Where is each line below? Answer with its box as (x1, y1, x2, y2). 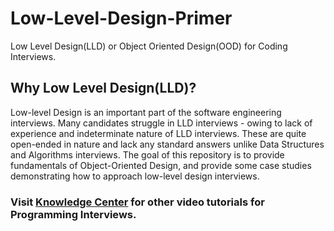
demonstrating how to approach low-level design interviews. (10, 170, 260, 182)
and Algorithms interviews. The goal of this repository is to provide (10, 148, 285, 161)
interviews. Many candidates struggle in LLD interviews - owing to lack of (10, 117, 313, 129)
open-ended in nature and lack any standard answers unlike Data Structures (10, 138, 325, 150)
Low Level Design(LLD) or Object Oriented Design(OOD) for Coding (10, 40, 288, 52)
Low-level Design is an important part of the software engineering (10, 106, 282, 118)
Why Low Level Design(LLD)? (10, 80, 197, 97)
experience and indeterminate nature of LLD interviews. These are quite (10, 127, 307, 139)
